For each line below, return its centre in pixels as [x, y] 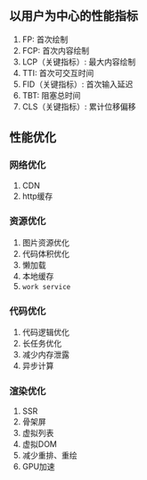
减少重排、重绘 [49, 456]
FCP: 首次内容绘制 [56, 50]
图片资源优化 [45, 242]
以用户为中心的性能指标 [73, 16]
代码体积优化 [45, 253]
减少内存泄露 [45, 355]
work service [46, 287]
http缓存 [37, 196]
